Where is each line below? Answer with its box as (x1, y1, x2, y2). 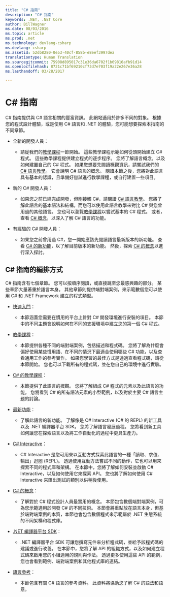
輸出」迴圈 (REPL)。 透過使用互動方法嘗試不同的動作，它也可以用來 (20, 458, 161, 464)
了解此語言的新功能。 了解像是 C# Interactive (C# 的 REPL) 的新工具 (20, 417, 162, 423)
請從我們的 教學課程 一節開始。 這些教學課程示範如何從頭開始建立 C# (20, 148, 162, 155)
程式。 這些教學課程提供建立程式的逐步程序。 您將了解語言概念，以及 (20, 155, 165, 161)
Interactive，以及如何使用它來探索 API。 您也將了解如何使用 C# (20, 470, 153, 477)
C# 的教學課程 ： (12, 372, 47, 378)
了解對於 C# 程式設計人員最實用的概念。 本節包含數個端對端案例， (20, 498, 159, 505)
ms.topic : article (5, 31, 44, 36)
